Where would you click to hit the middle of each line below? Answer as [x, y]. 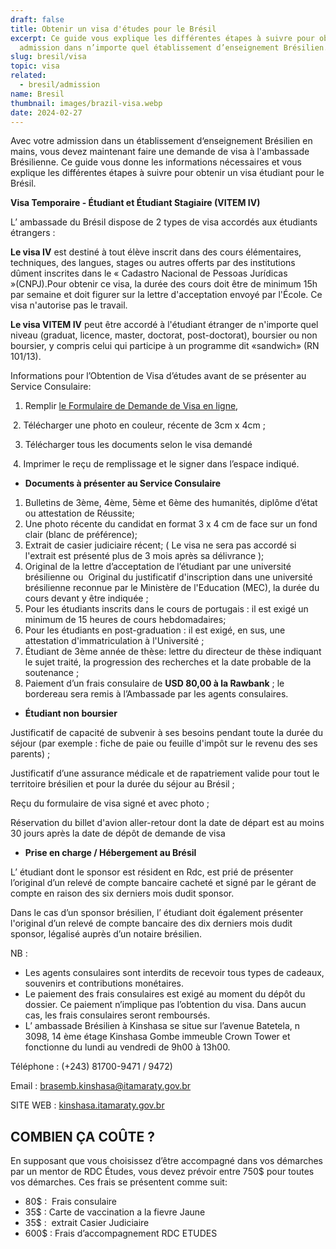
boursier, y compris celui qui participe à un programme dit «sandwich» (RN [165, 346]
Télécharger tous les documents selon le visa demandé [138, 445]
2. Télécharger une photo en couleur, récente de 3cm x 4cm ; [139, 425]
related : [28, 76]
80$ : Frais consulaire [70, 1202]
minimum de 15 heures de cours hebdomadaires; [125, 620]
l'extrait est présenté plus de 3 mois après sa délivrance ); [144, 556]
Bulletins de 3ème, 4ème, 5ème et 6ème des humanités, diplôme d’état [171, 503]
